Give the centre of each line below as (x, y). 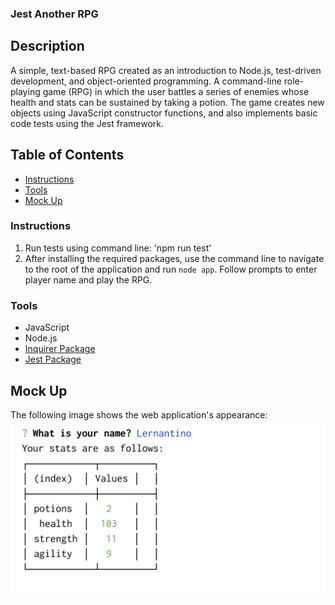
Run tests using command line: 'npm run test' (118, 248)
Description (47, 46)
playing (25, 91)
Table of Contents (67, 155)
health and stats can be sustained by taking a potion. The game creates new (167, 102)
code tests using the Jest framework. (87, 123)
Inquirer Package (60, 349)
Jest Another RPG (54, 14)
